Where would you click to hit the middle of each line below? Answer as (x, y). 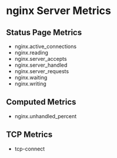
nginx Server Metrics (59, 11)
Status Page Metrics (44, 32)
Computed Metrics (41, 102)
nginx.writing (31, 84)
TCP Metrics (29, 135)
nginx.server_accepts (41, 59)
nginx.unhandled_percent (46, 116)
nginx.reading (31, 53)
